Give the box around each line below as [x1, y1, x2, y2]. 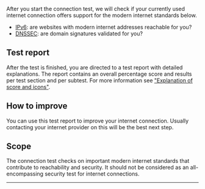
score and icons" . [6, 83, 51, 90]
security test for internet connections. [45, 170, 140, 177]
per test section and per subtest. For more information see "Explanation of [6, 76, 193, 84]
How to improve [6, 101, 68, 112]
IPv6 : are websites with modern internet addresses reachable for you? [15, 24, 192, 30]
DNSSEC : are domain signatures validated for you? [15, 30, 143, 37]
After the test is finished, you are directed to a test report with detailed [6, 63, 183, 71]
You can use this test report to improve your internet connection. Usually [6, 117, 189, 124]
